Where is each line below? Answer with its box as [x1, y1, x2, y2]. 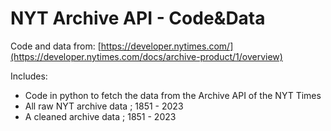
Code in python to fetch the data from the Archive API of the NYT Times [24, 89, 322, 101]
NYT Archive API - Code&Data [10, 7, 266, 30]
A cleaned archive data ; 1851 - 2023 [24, 110, 177, 122]
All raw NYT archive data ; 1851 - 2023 [24, 100, 184, 112]
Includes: [10, 70, 48, 82]
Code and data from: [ [10, 40, 102, 52]
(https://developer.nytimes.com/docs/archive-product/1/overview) [10, 50, 283, 62]
